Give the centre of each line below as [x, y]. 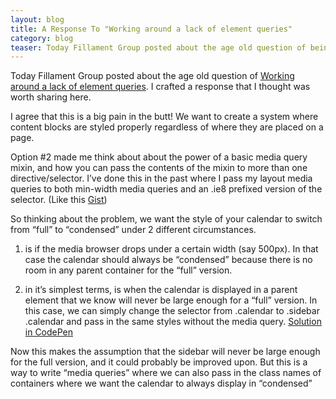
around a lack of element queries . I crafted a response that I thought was [160, 87]
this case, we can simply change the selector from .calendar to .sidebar [172, 311]
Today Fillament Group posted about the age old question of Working [152, 76]
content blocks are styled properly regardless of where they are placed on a [167, 127]
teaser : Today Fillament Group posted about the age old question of [158, 47]
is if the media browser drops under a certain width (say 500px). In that [171, 249]
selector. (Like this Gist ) [59, 200]
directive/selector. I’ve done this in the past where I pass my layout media [161, 178]
